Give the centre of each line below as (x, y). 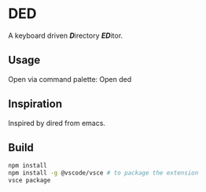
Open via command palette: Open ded (70, 79)
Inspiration (35, 104)
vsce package (29, 181)
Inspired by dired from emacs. (57, 123)
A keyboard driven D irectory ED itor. (66, 35)
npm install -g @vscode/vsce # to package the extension (103, 173)
